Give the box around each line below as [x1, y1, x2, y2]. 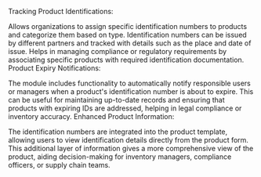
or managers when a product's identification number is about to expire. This [8, 87, 254, 96]
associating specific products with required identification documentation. [8, 55, 245, 64]
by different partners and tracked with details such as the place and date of [8, 38, 252, 48]
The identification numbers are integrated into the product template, [8, 127, 228, 136]
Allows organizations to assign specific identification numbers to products [8, 22, 248, 31]
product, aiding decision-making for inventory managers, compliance [8, 152, 232, 161]
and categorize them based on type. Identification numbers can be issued [8, 31, 247, 39]
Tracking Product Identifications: [8, 7, 114, 16]
